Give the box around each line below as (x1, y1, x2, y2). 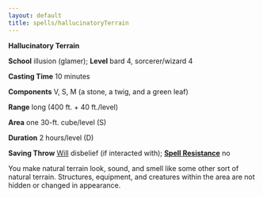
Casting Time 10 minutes (8, 71, 90, 81)
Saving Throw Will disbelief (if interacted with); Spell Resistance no (8, 148, 231, 158)
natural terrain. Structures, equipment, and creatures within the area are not (8, 172, 255, 181)
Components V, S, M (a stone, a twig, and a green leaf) (8, 86, 189, 96)
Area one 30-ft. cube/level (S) (8, 117, 107, 127)
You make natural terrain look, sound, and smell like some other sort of (8, 163, 239, 173)
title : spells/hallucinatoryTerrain (8, 19, 129, 27)
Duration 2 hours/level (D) (8, 132, 94, 143)
